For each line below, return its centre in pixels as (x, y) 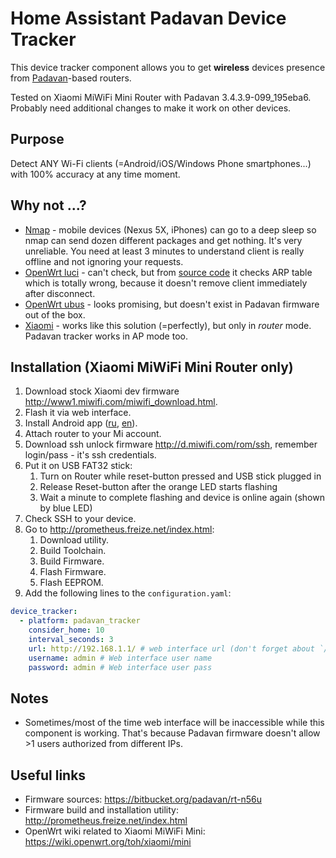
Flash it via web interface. (78, 413)
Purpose (37, 139)
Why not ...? (48, 205)
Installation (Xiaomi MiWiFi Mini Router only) (152, 367)
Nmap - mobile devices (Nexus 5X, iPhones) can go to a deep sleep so (170, 229)
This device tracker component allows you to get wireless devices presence (168, 67)
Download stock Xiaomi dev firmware (102, 391)
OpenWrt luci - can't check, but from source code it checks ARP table (168, 272)
